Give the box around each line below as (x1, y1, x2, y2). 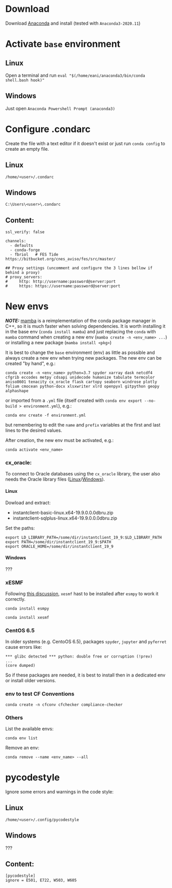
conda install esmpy (5, 606, 50, 611)
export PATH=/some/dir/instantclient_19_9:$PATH (5, 539, 111, 544)
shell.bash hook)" (5, 78, 45, 83)
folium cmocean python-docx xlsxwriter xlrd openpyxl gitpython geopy (5, 384, 160, 389)
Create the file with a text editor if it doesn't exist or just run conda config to (5, 140, 165, 147)
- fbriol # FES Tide (10, 252, 59, 257)
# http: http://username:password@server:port (5, 279, 116, 285)
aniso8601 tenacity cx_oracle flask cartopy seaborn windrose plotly (5, 379, 158, 385)
